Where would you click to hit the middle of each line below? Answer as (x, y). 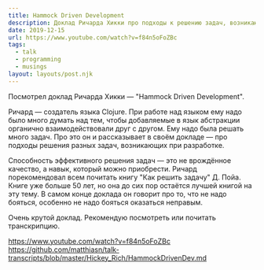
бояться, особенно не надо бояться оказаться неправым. (105, 202)
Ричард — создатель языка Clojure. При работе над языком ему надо (125, 112)
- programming (38, 60)
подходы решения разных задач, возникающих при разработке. (116, 145)
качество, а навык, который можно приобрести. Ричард (103, 168)
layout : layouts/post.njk (50, 74)
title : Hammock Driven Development (66, 15)
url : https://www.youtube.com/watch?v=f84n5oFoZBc (93, 37)
